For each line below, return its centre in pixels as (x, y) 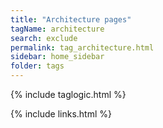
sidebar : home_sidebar (57, 57)
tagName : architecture (57, 29)
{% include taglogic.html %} (68, 94)
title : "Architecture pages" (71, 19)
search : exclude (44, 38)
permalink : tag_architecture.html (82, 47)
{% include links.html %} (61, 114)
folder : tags (37, 66)
